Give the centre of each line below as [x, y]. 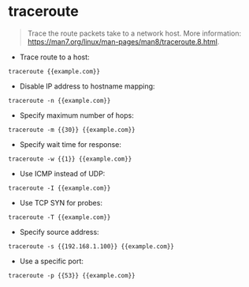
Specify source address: [59, 232]
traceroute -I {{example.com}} [59, 188]
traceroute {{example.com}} [54, 71]
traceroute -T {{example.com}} [59, 217]
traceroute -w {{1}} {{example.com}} [70, 159]
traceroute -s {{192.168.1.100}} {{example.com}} [91, 246]
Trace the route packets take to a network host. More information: [134, 33]
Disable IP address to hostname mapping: [87, 86]
